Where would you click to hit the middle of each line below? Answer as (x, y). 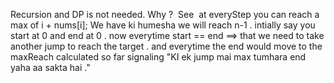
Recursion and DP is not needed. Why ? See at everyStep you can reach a (165, 14)
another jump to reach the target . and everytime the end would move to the (166, 46)
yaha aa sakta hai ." (50, 67)
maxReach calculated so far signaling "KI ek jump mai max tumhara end (158, 57)
